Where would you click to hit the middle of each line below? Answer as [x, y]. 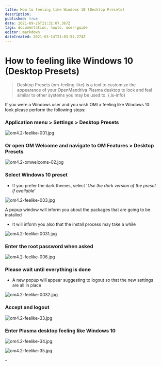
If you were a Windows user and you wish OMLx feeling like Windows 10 [77, 104]
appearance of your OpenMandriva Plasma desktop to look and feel [85, 90]
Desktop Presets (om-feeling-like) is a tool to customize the [76, 85]
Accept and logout [27, 308]
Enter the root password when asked [49, 246]
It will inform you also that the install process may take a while [74, 224]
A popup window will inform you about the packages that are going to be [78, 210]
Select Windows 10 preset [36, 175]
